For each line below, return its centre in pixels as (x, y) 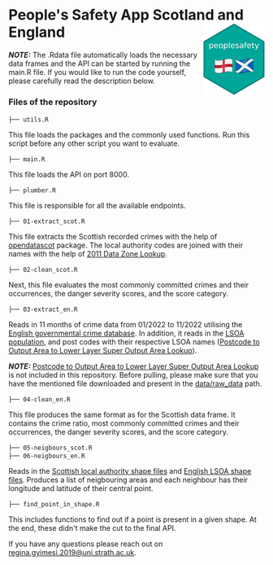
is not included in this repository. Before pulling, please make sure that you (133, 375)
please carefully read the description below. (82, 81)
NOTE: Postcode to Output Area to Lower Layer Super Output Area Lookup (134, 366)
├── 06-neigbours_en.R (47, 456)
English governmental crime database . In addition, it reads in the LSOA (126, 333)
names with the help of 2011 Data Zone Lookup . (88, 254)
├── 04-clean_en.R (39, 400)
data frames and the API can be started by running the (100, 64)
